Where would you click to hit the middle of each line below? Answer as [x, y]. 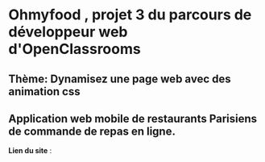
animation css [44, 91]
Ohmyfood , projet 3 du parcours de [130, 15]
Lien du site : [30, 151]
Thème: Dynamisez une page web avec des [120, 79]
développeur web [68, 32]
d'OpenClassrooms [75, 49]
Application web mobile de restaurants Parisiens [133, 118]
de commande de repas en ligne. [92, 131]
